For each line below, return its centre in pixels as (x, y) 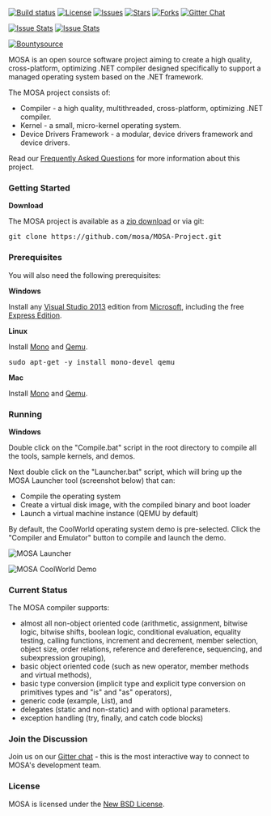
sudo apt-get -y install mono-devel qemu (92, 362)
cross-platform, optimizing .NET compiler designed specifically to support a (135, 68)
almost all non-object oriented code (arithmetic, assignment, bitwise (134, 623)
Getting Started (39, 188)
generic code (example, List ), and (76, 701)
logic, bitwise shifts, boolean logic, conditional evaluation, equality (130, 632)
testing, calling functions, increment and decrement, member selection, (139, 641)
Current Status (38, 590)
